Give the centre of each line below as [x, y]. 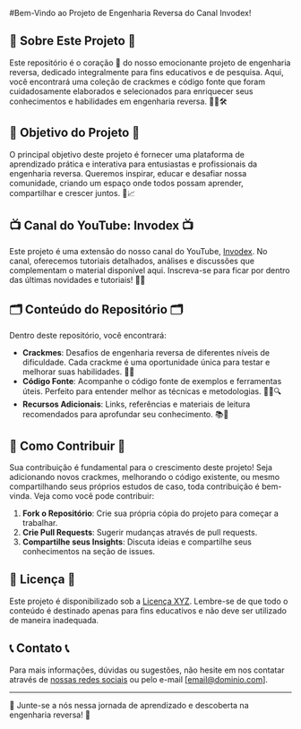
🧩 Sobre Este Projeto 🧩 [73, 41]
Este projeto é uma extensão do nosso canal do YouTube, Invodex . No [138, 252]
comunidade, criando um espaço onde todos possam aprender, [126, 183]
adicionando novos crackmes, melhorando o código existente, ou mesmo [145, 477]
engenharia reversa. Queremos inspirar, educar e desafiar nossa [128, 173]
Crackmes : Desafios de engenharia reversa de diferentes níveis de [146, 353]
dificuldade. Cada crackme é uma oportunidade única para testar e [146, 363]
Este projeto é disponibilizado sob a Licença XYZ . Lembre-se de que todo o [149, 601]
